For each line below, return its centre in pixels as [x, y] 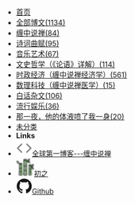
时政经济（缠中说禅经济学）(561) [71, 75]
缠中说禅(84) [37, 33]
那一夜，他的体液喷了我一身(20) [70, 117]
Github [42, 191]
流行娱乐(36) [37, 107]
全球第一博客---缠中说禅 [71, 153]
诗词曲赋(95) [37, 44]
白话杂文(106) [39, 96]
